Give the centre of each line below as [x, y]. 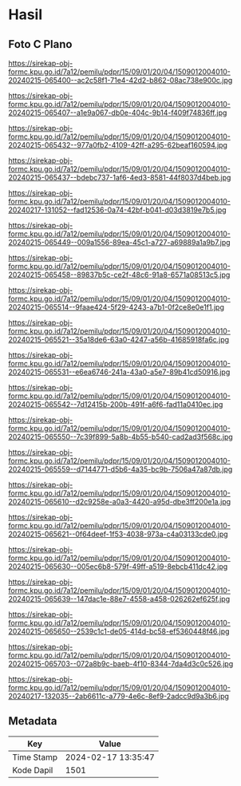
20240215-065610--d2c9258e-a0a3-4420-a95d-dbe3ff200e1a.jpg [120, 502]
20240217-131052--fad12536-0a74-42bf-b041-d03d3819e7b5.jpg [117, 210]
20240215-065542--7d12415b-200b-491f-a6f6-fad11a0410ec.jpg [116, 404]
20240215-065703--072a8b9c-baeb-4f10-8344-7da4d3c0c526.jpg [121, 664]
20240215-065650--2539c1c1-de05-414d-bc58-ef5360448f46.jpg [119, 631]
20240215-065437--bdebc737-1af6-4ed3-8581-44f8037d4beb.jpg [120, 178]
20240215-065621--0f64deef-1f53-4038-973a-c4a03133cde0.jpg [119, 534]
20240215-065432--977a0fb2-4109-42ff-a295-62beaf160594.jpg [118, 145]
